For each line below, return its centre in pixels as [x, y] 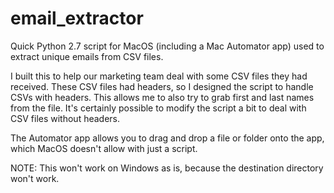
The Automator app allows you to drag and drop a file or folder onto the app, [167, 138]
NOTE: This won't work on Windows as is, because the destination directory [167, 168]
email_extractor [77, 18]
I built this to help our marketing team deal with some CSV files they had [159, 76]
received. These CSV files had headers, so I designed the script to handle [162, 86]
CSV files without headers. [65, 118]
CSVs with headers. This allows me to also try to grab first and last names [162, 97]
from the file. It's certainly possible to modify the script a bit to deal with [158, 108]
